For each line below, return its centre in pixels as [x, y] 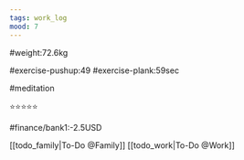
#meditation [32, 88]
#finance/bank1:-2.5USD [56, 127]
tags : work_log [38, 18]
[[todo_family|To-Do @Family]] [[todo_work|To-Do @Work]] [122, 145]
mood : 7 [24, 27]
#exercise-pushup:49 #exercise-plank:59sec [95, 70]
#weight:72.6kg [39, 52]
